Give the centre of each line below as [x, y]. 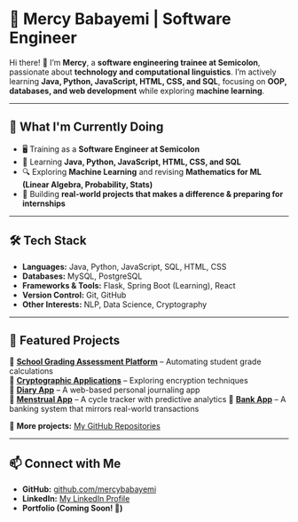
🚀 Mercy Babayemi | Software [121, 19]
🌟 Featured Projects [65, 340]
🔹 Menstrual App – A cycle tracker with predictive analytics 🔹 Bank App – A [148, 399]
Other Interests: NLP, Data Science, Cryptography [114, 304]
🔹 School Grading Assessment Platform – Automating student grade [135, 362]
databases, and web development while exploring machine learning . [137, 91]
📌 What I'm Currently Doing [86, 127]
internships [44, 203]
